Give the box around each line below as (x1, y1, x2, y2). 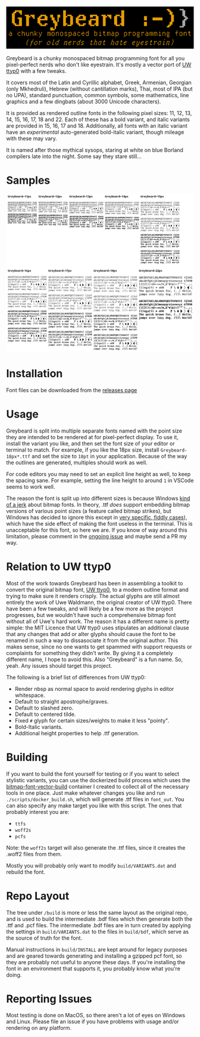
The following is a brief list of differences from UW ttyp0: (6, 674, 146, 681)
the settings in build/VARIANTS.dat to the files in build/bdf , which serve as (6, 928, 189, 935)
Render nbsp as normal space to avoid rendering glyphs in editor (14, 685, 174, 692)
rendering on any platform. (6, 1024, 72, 1032)
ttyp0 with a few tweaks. (6, 67, 67, 75)
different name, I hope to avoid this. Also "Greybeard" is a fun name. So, (6, 656, 183, 663)
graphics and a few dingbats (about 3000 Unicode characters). (6, 98, 161, 105)
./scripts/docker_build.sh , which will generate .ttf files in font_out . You (6, 795, 185, 803)
